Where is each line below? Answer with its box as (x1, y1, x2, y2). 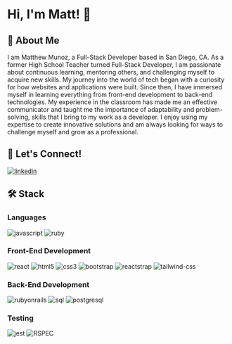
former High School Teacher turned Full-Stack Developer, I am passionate (7, 60, 221, 69)
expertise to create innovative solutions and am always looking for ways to (7, 120, 224, 129)
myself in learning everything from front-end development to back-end (7, 91, 213, 98)
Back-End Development (7, 279, 90, 289)
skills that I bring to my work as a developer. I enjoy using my (31, 113, 208, 121)
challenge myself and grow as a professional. (7, 128, 138, 136)
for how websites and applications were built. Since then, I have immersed (7, 83, 223, 91)
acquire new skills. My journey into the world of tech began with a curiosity (7, 75, 225, 84)
